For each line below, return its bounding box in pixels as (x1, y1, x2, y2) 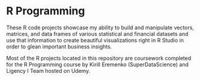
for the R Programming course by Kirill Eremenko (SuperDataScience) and (6, 61, 189, 68)
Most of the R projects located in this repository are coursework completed (6, 54, 192, 61)
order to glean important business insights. (6, 43, 112, 50)
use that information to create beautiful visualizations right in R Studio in (6, 36, 184, 44)
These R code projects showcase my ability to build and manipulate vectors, (6, 24, 195, 31)
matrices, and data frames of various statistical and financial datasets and (6, 30, 189, 37)
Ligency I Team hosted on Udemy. (6, 67, 91, 74)
